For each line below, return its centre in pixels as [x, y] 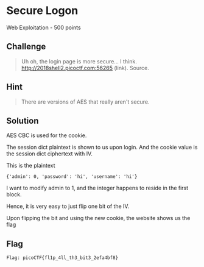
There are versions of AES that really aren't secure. [85, 102]
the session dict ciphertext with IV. [50, 154]
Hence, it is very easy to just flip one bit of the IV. [68, 206]
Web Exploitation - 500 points [44, 27]
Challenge [26, 47]
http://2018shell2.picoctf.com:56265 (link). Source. [85, 68]
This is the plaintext [31, 166]
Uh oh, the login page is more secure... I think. [79, 61]
